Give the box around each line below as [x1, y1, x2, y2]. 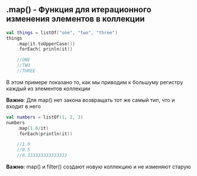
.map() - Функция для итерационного [6, 5, 152, 15]
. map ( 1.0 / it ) [17, 125, 49, 131]
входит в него [6, 103, 41, 110]
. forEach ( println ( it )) [17, 130, 73, 137]
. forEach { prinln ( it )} [17, 46, 73, 52]
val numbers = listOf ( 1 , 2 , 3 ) [6, 114, 83, 120]
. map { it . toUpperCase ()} [17, 41, 76, 47]
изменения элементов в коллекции [6, 14, 145, 24]
